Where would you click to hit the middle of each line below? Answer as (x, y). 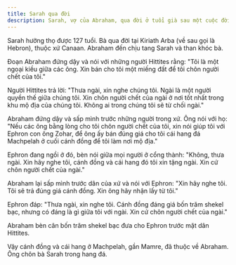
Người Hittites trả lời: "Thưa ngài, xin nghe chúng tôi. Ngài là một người (109, 90)
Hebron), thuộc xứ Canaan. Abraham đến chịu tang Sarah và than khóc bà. (115, 48)
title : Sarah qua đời (39, 14)
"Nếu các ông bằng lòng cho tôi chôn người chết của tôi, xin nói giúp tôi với (116, 126)
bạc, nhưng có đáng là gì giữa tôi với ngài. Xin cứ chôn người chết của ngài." (118, 212)
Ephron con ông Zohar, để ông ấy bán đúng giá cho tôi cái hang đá (104, 134)
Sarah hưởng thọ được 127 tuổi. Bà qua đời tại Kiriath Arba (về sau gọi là (111, 40)
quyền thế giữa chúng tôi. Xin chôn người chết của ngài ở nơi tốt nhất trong (116, 97)
